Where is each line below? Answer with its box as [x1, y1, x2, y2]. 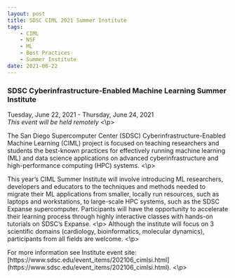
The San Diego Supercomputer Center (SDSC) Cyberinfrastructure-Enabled [7, 131, 226, 140]
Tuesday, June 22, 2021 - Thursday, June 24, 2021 [7, 110, 154, 119]
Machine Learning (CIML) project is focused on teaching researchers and [7, 138, 220, 147]
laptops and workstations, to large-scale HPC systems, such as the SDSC [7, 197, 220, 206]
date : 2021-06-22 [7, 62, 58, 69]
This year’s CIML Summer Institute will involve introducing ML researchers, [7, 175, 223, 183]
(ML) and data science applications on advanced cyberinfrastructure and [7, 154, 219, 162]
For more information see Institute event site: [7, 248, 137, 256]
